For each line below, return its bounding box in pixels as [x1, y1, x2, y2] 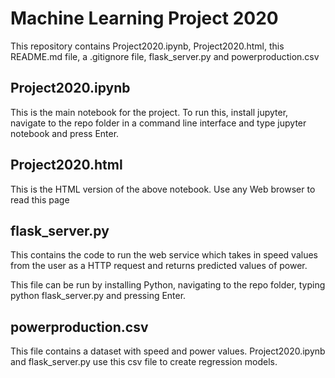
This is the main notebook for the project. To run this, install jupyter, [10, 106, 289, 118]
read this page [10, 193, 70, 206]
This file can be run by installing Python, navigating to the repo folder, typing [10, 279, 326, 291]
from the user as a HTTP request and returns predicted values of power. [10, 260, 308, 272]
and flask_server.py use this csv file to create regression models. [10, 356, 278, 368]
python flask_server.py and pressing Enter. [10, 290, 187, 302]
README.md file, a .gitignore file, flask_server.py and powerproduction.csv [10, 50, 320, 62]
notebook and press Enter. [10, 127, 120, 139]
